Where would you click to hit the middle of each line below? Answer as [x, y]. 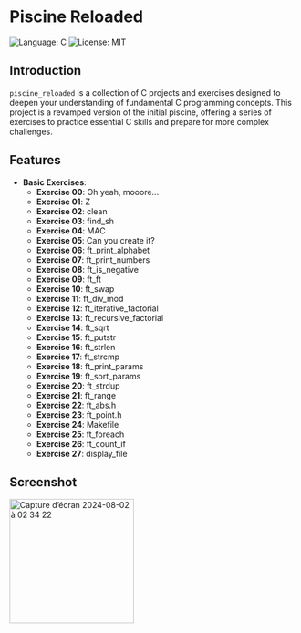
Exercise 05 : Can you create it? [95, 240]
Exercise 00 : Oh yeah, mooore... [98, 192]
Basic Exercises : [54, 182]
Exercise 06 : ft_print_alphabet [93, 250]
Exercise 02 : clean [72, 211]
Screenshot [43, 482]
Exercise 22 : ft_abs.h [76, 405]
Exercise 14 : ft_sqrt [73, 327]
